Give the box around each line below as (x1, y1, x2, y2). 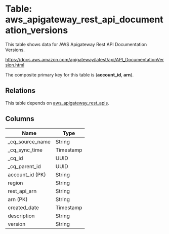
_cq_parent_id (8, 163, 41, 170)
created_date (8, 204, 39, 211)
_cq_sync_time (8, 146, 43, 153)
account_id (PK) (8, 171, 47, 178)
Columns (5, 114, 34, 123)
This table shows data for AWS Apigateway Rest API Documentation (5, 41, 147, 47)
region (8, 179, 23, 186)
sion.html (5, 62, 24, 68)
